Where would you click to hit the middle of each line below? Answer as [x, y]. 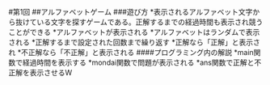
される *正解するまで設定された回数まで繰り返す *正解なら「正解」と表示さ [134, 42]
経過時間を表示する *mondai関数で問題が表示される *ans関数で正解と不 [142, 62]
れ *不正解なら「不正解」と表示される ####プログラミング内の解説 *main [131, 52]
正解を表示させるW [40, 72]
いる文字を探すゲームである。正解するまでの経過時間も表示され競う [150, 22]
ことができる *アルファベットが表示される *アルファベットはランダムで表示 [134, 32]
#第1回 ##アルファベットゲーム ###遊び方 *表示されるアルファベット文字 [131, 12]
